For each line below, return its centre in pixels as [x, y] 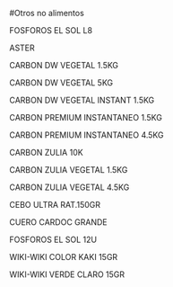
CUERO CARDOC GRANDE [58, 222]
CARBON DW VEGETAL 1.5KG [64, 65]
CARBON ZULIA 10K [46, 152]
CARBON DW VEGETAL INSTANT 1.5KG [82, 100]
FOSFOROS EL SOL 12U [53, 239]
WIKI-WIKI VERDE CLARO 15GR [67, 274]
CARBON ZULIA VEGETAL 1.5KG [69, 170]
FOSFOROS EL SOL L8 [51, 30]
